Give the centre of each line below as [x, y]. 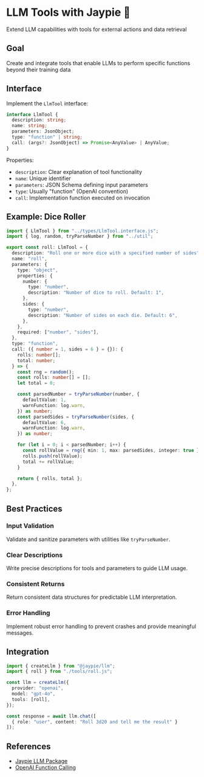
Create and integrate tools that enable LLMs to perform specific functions [98, 63]
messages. [20, 633]
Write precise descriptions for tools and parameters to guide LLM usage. [97, 568]
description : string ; [39, 120]
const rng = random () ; [46, 372]
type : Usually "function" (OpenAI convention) [72, 191]
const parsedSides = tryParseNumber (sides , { [76, 417]
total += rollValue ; [48, 462]
